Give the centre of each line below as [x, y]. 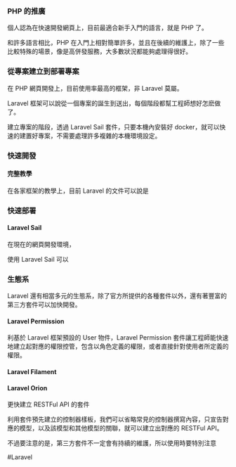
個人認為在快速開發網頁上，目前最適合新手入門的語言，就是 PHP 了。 [108, 28]
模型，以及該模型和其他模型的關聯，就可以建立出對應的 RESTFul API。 [121, 428]
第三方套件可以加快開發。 [44, 305]
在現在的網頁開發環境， [41, 244]
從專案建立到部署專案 [43, 72]
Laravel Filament [32, 371]
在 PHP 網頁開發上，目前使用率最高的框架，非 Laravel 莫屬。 [95, 88]
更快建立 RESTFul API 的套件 [48, 404]
